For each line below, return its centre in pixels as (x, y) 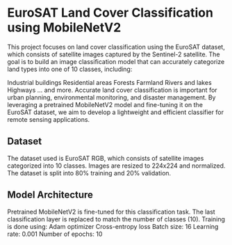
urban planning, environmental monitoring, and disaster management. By (111, 97)
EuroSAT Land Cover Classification (110, 13)
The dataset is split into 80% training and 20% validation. (89, 173)
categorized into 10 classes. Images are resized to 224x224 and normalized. (116, 166)
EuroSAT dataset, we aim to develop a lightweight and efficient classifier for (116, 112)
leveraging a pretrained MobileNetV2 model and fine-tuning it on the (105, 104)
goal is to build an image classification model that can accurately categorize (116, 61)
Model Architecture (50, 195)
